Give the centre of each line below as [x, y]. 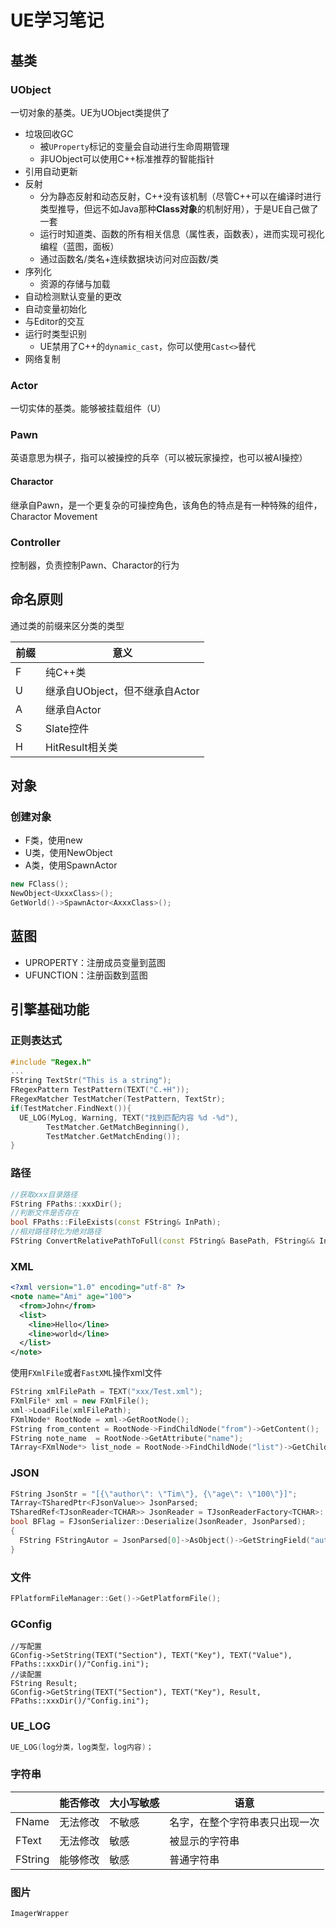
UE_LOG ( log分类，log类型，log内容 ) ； [82, 1747]
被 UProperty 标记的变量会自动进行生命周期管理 [134, 146]
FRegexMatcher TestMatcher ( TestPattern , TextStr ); [118, 1099]
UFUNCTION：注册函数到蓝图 [86, 975]
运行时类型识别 [55, 333]
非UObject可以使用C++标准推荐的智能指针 [127, 158]
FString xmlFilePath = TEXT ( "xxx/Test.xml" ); [106, 1392]
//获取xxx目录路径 [44, 1194]
